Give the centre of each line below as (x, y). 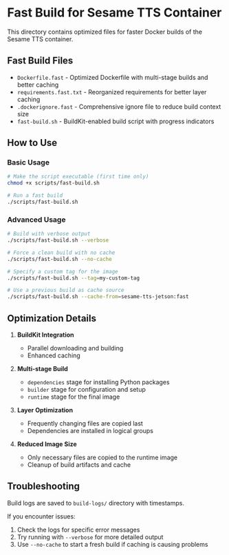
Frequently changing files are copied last (85, 423)
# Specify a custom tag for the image (63, 271)
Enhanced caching (54, 355)
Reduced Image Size (47, 444)
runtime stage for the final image (74, 397)
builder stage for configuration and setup (87, 390)
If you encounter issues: (41, 516)
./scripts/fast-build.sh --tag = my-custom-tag (73, 278)
